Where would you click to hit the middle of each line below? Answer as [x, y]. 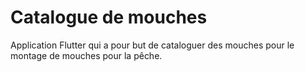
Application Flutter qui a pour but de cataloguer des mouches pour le [152, 45]
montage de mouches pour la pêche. [86, 55]
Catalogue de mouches [109, 17]
